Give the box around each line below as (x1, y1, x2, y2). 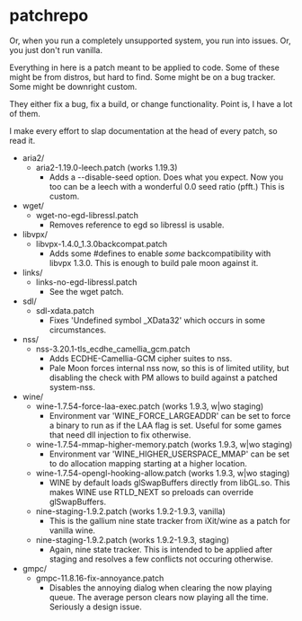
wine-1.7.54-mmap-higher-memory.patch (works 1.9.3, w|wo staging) (35, 439, 293, 449)
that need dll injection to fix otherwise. (49, 429, 191, 440)
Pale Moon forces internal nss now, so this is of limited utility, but (49, 362, 289, 373)
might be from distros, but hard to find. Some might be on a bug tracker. (9, 71, 276, 82)
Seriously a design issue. (49, 601, 142, 612)
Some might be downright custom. (9, 81, 138, 92)
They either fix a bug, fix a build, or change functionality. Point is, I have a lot (9, 98, 293, 109)
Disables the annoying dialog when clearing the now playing (49, 581, 272, 593)
